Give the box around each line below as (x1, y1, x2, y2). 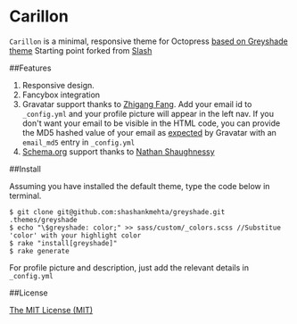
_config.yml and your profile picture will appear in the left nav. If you (21, 108, 275, 119)
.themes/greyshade (9, 215, 78, 224)
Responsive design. (21, 79, 95, 90)
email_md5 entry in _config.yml (21, 137, 136, 147)
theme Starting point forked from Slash (9, 45, 153, 55)
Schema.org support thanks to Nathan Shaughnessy (21, 145, 216, 157)
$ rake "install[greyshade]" (9, 238, 118, 247)
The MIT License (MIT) (9, 304, 94, 315)
